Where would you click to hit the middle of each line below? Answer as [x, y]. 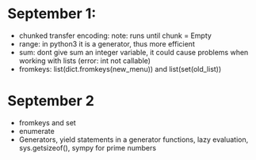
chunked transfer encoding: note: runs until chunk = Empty [115, 35]
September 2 [51, 101]
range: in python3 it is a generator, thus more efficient [107, 43]
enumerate [36, 131]
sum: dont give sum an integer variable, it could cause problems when [134, 52]
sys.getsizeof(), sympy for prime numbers [87, 147]
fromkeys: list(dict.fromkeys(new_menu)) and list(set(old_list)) [120, 69]
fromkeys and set [47, 122]
